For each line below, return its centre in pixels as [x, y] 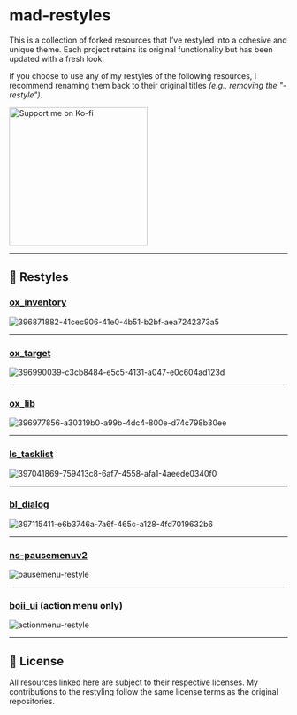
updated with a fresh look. [57, 58]
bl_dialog [29, 504]
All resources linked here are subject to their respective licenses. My [134, 682]
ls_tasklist [31, 455]
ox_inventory [38, 302]
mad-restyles [60, 16]
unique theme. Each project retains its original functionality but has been [141, 49]
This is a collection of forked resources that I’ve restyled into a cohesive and [148, 40]
